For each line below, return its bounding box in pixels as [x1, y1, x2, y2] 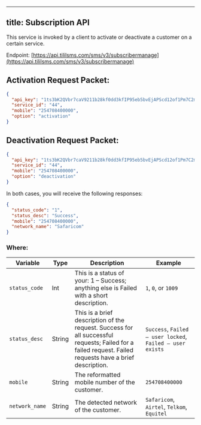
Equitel [145, 411, 167, 417]
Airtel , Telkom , [145, 403, 187, 411]
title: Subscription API [6, 17, 90, 28]
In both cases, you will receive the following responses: [6, 190, 143, 197]
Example [156, 259, 181, 267]
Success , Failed [145, 325, 189, 333]
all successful [74, 331, 114, 339]
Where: [6, 244, 29, 252]
